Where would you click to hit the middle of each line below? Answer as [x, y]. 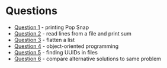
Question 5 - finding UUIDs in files [56, 52]
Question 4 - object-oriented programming [66, 46]
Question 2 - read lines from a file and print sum [73, 33]
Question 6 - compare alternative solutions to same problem [87, 59]
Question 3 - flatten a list [44, 40]
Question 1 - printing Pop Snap [52, 27]
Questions [31, 11]
